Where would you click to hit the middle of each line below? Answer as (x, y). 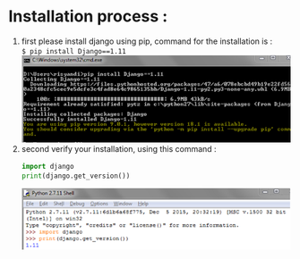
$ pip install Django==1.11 (73, 51)
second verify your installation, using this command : (119, 149)
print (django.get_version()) (76, 176)
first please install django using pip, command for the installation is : (147, 41)
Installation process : (88, 17)
